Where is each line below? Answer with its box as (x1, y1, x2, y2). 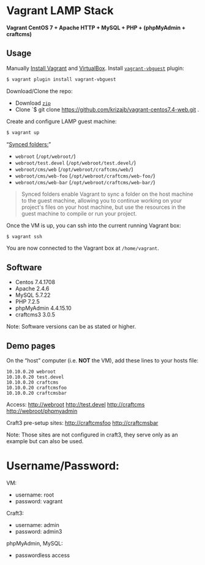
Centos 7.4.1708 (15, 279, 56, 286)
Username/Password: (6, 459, 119, 473)
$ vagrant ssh (6, 233, 43, 239)
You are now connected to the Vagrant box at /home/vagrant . (6, 244, 159, 252)
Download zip (15, 99, 51, 107)
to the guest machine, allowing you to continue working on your (21, 196, 182, 204)
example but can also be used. (6, 438, 84, 444)
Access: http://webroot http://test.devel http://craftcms (6, 401, 145, 408)
